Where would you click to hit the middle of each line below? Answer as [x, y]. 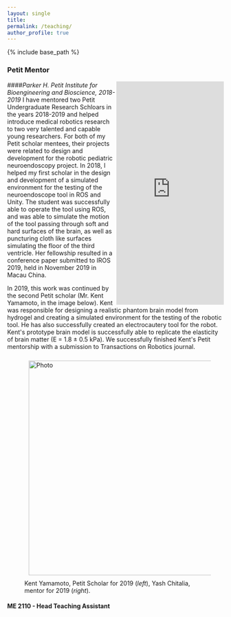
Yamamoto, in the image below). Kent [60, 302]
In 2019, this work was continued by [58, 288]
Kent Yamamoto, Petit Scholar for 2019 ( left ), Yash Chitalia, [107, 583]
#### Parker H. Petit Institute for [53, 85]
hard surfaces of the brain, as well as [59, 231]
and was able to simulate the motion [58, 216]
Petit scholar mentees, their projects [58, 143]
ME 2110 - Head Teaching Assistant [58, 606]
